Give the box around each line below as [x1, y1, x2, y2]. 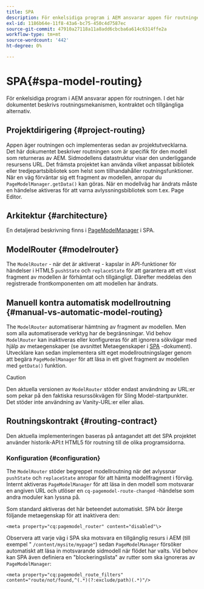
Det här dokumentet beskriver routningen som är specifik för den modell [6, 147, 187, 155]
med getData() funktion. [6, 362, 67, 369]
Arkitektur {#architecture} [6, 211, 108, 221]
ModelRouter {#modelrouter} [6, 244, 120, 254]
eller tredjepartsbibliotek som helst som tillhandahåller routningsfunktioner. [6, 167, 194, 174]
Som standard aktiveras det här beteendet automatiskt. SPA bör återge [6, 506, 183, 513]
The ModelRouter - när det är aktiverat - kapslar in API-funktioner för [6, 260, 177, 268]
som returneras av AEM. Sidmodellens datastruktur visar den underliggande [6, 154, 196, 161]
